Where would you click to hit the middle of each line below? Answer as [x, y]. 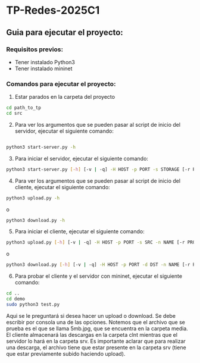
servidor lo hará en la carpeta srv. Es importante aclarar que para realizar [96, 341]
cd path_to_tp [24, 108]
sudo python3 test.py [33, 304]
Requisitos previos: [35, 49]
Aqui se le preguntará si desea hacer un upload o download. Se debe [91, 315]
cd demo [16, 299]
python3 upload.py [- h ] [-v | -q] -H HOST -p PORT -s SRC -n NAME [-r [96, 242]
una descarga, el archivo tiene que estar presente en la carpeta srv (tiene [96, 347]
